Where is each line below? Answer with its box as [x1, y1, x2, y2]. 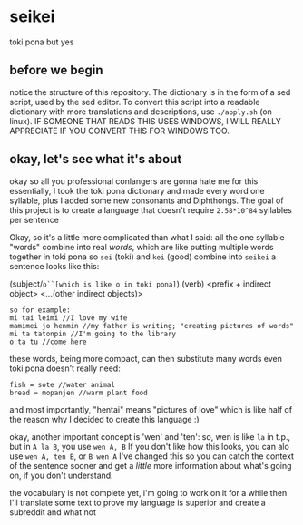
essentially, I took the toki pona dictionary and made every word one [9, 185, 265, 196]
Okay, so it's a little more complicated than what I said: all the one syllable [9, 231, 285, 242]
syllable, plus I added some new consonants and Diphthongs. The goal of [9, 195, 284, 206]
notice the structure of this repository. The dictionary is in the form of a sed [9, 86, 291, 97]
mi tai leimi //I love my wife [9, 313, 128, 323]
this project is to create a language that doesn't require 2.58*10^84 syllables [9, 204, 292, 215]
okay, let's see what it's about [9, 151, 182, 167]
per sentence [9, 214, 59, 225]
